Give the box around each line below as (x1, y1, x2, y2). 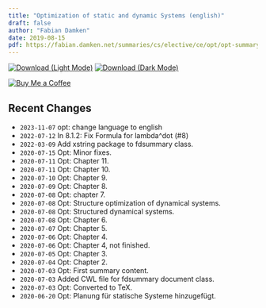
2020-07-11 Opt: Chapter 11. (19, 156, 109, 165)
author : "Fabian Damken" (8, 26, 90, 34)
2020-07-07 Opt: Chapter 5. (19, 223, 108, 233)
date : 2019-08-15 (8, 33, 66, 42)
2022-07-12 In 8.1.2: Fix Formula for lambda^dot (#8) (19, 130, 188, 140)
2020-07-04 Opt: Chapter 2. (19, 257, 108, 267)
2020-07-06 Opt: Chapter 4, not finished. (19, 240, 150, 250)
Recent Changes (8, 101, 93, 115)
